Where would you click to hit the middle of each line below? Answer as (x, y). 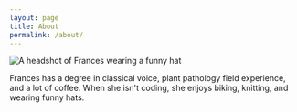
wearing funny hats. (47, 97)
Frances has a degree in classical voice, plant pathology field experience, (148, 78)
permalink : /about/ (47, 35)
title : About (34, 26)
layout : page (34, 18)
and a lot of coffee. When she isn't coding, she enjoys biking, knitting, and (149, 88)
